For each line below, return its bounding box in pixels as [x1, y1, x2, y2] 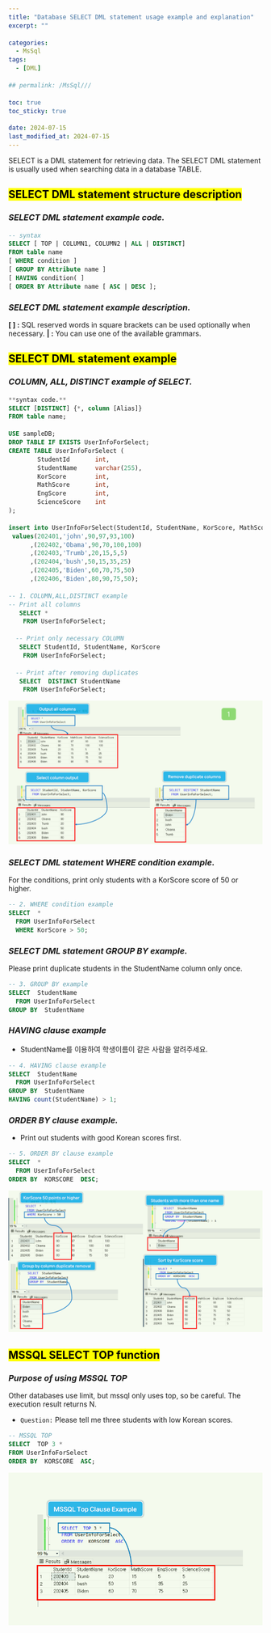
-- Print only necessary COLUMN [15, 635, 125, 643]
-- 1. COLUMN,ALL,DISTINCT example [8, 591, 128, 600]
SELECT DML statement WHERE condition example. [8, 857, 215, 868]
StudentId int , [37, 455, 110, 463]
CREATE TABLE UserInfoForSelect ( [8, 446, 125, 455]
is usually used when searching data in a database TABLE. [8, 164, 202, 174]
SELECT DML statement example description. [8, 302, 191, 313]
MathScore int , [37, 481, 110, 489]
